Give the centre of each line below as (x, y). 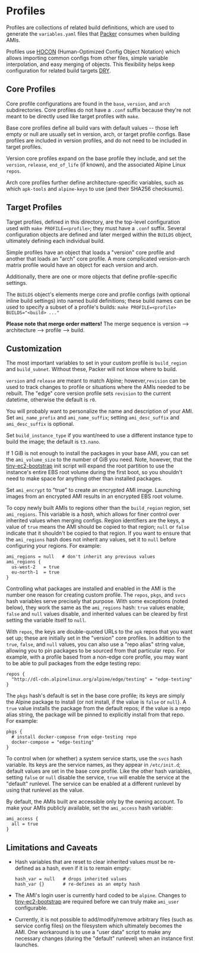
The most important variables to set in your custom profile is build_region (97, 363)
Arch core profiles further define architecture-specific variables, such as (95, 182)
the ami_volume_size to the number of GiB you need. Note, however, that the (99, 460)
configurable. (31, 908)
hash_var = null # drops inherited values (71, 879)
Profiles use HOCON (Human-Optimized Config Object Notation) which (93, 51)
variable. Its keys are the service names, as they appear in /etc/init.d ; (94, 765)
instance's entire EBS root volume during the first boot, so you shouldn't (94, 472)
